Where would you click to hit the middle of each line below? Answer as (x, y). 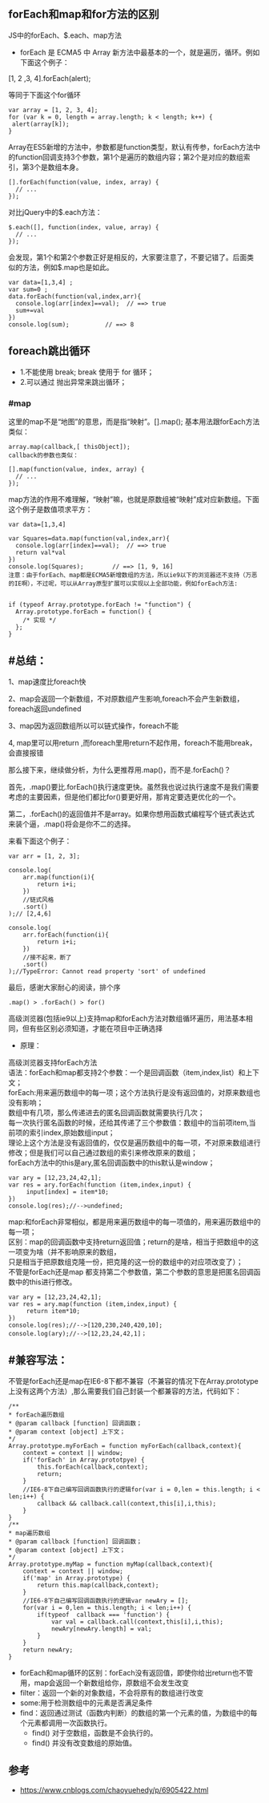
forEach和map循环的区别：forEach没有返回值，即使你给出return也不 (133, 1672)
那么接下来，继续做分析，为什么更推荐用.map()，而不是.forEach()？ (120, 770)
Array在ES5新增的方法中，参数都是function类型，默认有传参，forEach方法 (131, 147)
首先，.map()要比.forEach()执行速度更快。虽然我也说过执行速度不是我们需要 (134, 786)
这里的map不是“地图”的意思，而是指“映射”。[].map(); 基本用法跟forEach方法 (134, 421)
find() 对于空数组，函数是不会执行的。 (94, 1732)
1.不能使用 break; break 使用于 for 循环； (87, 372)
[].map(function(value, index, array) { (77, 469)
